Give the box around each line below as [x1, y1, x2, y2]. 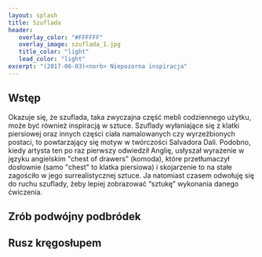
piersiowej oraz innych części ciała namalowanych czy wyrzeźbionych [8, 128, 235, 138]
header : [8, 26, 34, 34]
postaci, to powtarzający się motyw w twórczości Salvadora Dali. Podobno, [8, 137, 251, 147]
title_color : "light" [18, 48, 89, 56]
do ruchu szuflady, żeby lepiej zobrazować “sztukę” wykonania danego [8, 179, 239, 188]
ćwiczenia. [8, 187, 43, 197]
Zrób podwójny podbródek [8, 209, 141, 223]
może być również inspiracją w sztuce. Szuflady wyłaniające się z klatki [8, 121, 240, 130]
